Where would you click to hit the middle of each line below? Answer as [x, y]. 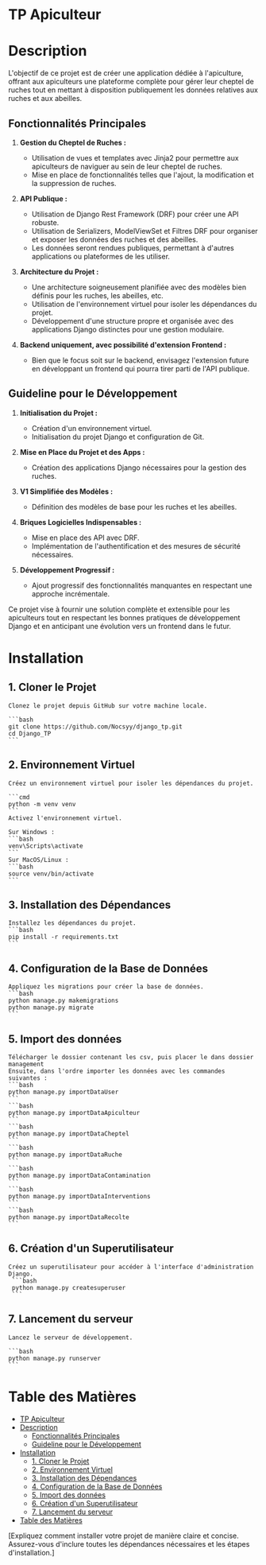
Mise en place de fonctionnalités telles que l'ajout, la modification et [143, 175]
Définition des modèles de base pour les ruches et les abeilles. [134, 507]
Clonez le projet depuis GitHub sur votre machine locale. [108, 705]
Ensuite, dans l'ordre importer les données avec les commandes [117, 1071]
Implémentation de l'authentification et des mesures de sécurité [136, 546]
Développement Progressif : [67, 569]
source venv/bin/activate [51, 874]
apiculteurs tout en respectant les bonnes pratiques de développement [124, 617]
